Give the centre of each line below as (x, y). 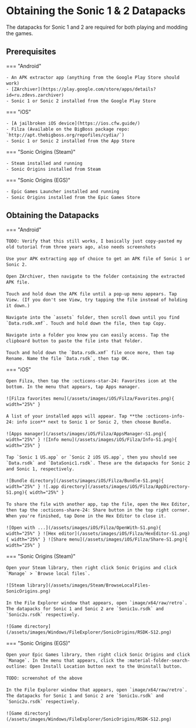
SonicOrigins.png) (28, 591)
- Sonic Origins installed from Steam (53, 169)
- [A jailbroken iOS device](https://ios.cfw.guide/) (73, 123)
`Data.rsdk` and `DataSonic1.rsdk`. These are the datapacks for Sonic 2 (98, 463)
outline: (17, 666)
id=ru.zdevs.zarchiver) (35, 95)
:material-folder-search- (159, 660)
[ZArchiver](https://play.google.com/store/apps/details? (84, 89)
